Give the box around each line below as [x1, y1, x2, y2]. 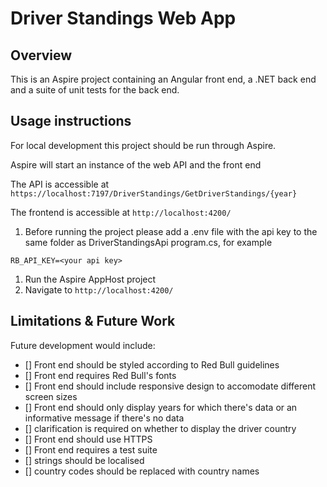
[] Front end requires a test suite [24, 443, 158, 456]
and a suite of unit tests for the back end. [10, 84, 180, 96]
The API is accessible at [10, 178, 110, 190]
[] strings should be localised [24, 454, 145, 466]
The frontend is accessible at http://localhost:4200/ [10, 206, 232, 218]
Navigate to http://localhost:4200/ [24, 283, 174, 296]
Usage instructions [10, 113, 132, 130]
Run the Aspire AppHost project [24, 273, 157, 285]
